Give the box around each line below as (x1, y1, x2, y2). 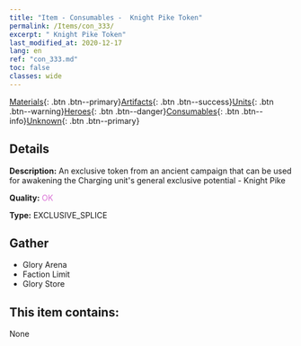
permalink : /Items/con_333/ (9, 22, 115, 31)
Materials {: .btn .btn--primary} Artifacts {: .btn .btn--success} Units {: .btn (9, 96, 274, 107)
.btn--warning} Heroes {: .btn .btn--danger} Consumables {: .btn (9, 105, 240, 117)
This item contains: (9, 305, 120, 320)
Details (9, 141, 49, 157)
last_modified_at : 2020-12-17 (9, 38, 123, 48)
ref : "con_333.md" (9, 55, 78, 64)
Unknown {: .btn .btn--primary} (26, 115, 140, 126)
